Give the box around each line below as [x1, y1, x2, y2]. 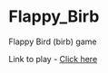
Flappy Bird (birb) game [8, 36, 97, 47]
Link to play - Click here [8, 53, 98, 64]
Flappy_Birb [8, 6, 100, 27]
